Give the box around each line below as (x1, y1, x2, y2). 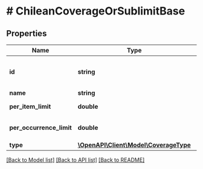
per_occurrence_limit (9, 124, 72, 132)
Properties (6, 28, 47, 39)
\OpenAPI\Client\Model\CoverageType (77, 141, 192, 149)
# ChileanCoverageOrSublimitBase (6, 4, 185, 18)
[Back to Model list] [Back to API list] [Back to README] (6, 156, 145, 164)
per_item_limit (9, 103, 51, 110)
